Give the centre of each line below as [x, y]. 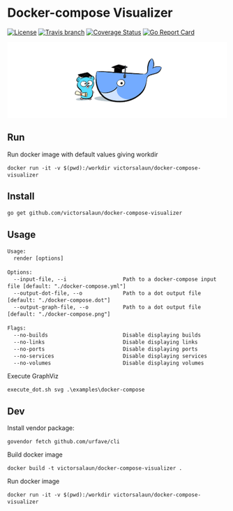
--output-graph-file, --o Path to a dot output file [107, 308]
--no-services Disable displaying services [111, 356]
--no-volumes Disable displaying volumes [109, 363]
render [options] [39, 259]
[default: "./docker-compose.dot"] [59, 301]
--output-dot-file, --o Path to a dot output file [107, 294]
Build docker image [35, 454]
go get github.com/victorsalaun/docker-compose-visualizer [95, 213]
